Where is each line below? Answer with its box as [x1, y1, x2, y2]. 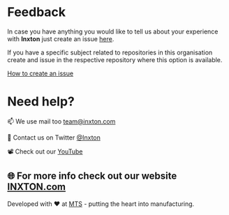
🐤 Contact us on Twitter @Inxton [7, 133, 101, 142]
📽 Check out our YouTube [7, 147, 83, 156]
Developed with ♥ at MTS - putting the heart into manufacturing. [7, 200, 195, 208]
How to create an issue [7, 69, 74, 77]
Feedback [7, 4, 66, 20]
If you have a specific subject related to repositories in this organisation [7, 48, 213, 57]
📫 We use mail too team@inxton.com [7, 117, 116, 126]
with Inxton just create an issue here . [7, 34, 114, 43]
